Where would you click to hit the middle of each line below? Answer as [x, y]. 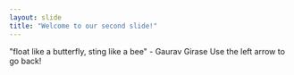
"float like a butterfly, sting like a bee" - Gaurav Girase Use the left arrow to [147, 51]
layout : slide [36, 17]
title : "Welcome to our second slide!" [84, 26]
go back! [25, 61]
